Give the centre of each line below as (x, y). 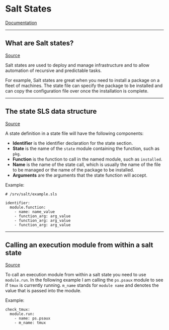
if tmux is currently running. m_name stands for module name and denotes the (82, 285)
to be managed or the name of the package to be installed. (73, 170)
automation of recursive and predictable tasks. (54, 70)
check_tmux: (18, 310)
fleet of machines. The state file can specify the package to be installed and (84, 86)
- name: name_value (35, 212)
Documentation (21, 23)
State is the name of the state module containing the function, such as (86, 148)
